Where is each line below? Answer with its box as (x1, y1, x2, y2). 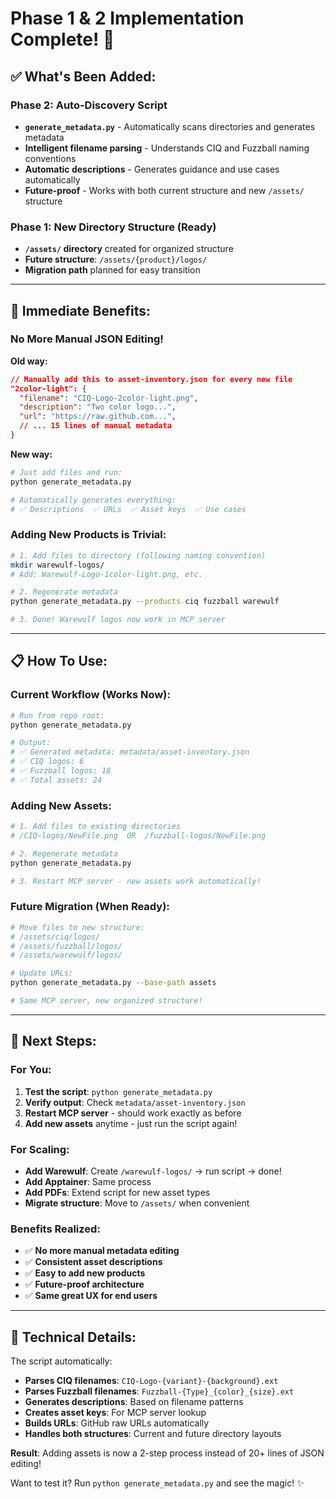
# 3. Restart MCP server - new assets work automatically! (10, 876, 262, 886)
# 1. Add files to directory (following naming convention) (10, 550, 267, 561)
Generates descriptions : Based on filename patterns (24, 1396, 244, 1408)
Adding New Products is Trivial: (10, 528, 167, 542)
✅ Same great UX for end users (24, 1290, 158, 1302)
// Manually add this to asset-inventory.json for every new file (10, 374, 293, 384)
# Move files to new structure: (10, 922, 145, 932)
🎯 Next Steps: (10, 1033, 97, 1050)
